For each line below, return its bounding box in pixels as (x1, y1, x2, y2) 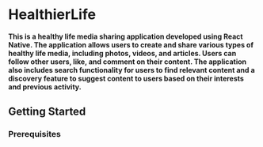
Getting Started (8, 105, 86, 119)
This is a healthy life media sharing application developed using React (8, 32, 243, 41)
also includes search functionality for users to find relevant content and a (8, 65, 255, 74)
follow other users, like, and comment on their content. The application (8, 57, 247, 66)
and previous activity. (8, 81, 82, 92)
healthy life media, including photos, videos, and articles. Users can (8, 48, 237, 58)
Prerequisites (8, 129, 61, 140)
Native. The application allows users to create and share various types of (8, 40, 253, 49)
